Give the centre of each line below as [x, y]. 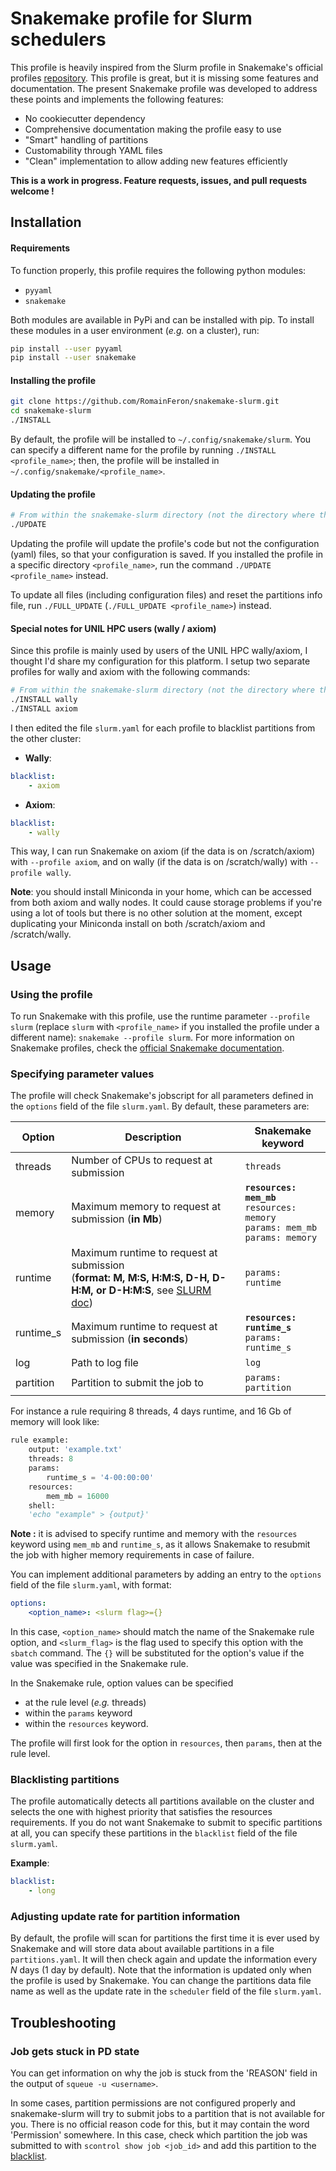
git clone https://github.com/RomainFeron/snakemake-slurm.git [145, 402]
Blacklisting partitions [65, 1779]
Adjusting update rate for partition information [125, 1916]
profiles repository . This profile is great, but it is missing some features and [164, 78]
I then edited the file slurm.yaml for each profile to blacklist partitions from [163, 728]
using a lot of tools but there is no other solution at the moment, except [156, 913]
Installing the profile [53, 380]
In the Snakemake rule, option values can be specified [122, 1683]
